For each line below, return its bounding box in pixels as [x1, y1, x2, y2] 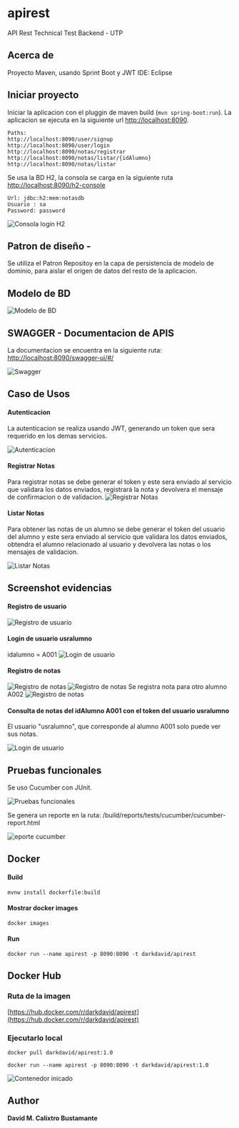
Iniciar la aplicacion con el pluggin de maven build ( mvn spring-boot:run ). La [7, 108, 232, 116]
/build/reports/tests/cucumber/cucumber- [102, 811, 226, 820]
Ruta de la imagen [7, 991, 71, 1001]
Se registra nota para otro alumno [128, 683, 227, 690]
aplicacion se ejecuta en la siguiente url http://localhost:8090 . [7, 116, 189, 124]
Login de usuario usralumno [7, 634, 93, 643]
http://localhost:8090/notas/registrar [7, 148, 126, 155]
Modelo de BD [7, 287, 71, 299]
